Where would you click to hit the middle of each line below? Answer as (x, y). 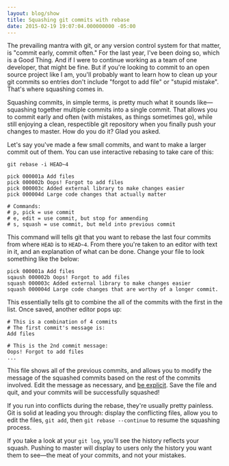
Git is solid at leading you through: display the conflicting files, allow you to (112, 413)
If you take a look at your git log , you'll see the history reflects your (103, 441)
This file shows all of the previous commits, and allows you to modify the (109, 371)
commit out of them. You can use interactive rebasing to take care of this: (110, 152)
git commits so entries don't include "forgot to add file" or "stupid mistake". (113, 82)
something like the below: (43, 259)
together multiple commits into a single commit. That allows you (127, 109)
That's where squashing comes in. (56, 89)
